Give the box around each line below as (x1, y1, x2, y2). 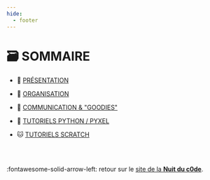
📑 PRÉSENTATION (16, 76, 69, 85)
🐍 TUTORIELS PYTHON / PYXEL (16, 117, 110, 125)
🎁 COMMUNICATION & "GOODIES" (16, 103, 118, 112)
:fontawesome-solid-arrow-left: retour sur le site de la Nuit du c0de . (6, 165, 204, 174)
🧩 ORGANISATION (16, 90, 69, 98)
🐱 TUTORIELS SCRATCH (16, 130, 90, 139)
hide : (6, 10, 22, 18)
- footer (13, 17, 38, 24)
